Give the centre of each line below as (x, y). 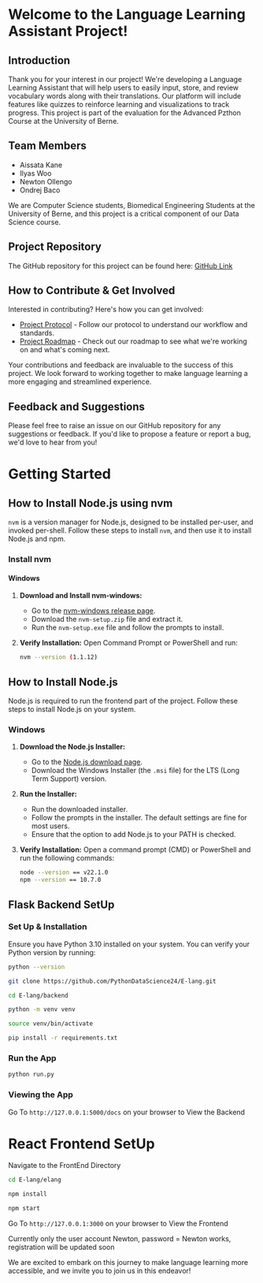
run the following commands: (67, 858)
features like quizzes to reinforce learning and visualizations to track (119, 104)
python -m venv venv (42, 1010)
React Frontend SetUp (81, 1144)
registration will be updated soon (61, 1248)
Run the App (32, 1058)
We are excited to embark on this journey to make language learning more (128, 1263)
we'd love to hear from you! (53, 442)
